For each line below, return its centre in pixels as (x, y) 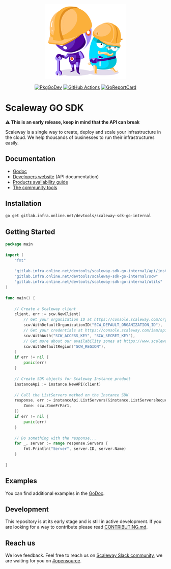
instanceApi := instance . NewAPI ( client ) (58, 384)
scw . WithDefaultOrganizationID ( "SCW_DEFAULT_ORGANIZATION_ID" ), (93, 325)
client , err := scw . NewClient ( (48, 314)
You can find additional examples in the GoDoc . (55, 493)
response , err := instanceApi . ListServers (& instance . (73, 400)
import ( (15, 255)
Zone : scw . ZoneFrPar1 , (48, 406)
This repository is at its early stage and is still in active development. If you (83, 521)
